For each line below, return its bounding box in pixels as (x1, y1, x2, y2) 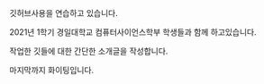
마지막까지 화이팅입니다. (9, 65, 95, 75)
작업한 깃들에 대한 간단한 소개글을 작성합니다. (9, 46, 168, 56)
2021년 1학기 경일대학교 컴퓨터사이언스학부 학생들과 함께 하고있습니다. (9, 27, 257, 38)
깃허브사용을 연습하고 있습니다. (9, 8, 119, 18)
